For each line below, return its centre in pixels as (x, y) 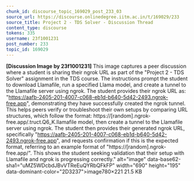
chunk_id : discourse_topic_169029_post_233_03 (64, 11)
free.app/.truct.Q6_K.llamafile (42, 122)
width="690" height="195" (148, 165)
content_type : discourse (36, 28)
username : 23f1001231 (33, 39)
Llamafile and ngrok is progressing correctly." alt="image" (76, 159)
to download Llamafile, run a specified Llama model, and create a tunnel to (96, 85)
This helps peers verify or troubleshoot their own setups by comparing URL (97, 109)
